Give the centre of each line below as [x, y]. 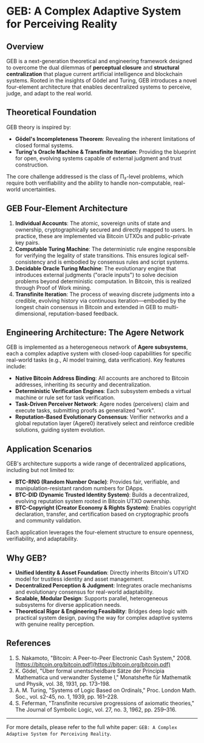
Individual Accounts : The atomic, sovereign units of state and [93, 223]
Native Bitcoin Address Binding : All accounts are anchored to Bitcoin [102, 378]
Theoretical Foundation [52, 113]
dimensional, [31, 313]
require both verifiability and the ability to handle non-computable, [89, 183]
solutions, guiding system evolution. [60, 430]
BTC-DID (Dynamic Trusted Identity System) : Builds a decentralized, [102, 495]
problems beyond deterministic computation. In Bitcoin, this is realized [103, 281]
